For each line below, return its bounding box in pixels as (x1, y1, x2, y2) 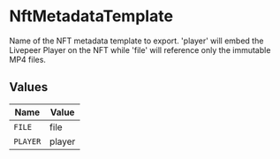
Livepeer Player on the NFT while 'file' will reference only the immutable (9, 44, 271, 55)
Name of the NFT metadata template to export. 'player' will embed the (9, 35, 264, 46)
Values (9, 79, 49, 95)
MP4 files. (9, 54, 47, 64)
